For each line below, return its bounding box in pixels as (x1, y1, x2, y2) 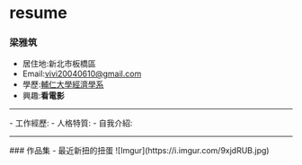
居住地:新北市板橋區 (22, 58, 96, 69)
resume (9, 3, 67, 23)
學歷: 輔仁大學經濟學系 (22, 79, 104, 90)
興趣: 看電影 (22, 91, 65, 101)
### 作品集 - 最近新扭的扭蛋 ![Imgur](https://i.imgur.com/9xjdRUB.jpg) (9, 145, 270, 156)
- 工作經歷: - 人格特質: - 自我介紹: (9, 117, 133, 128)
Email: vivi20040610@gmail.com (22, 68, 142, 79)
